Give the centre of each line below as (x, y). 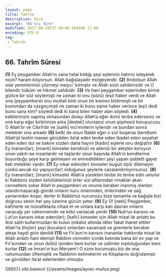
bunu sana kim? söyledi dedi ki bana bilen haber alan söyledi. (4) (71, 111)
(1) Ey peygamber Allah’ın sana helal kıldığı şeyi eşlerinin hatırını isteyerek (80, 74)
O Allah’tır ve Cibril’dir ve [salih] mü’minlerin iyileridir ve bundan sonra (76, 127)
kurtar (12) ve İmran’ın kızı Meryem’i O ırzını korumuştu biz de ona (72, 249)
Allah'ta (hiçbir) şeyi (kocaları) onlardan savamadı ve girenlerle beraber (78, 227)
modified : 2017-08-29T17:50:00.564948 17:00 (52, 28)
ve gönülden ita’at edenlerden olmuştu (44, 259)
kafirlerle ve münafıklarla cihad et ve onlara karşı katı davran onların (74, 206)
